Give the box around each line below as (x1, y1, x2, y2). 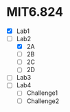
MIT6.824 (6, 4, 63, 20)
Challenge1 (26, 89, 58, 97)
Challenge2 (26, 97, 60, 105)
